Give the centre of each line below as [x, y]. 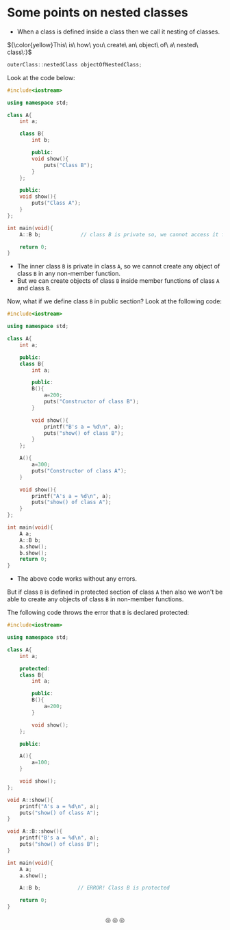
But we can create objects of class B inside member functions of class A [118, 281]
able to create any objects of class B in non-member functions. [95, 599]
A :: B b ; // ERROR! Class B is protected [94, 888]
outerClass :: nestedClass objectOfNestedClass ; [75, 64]
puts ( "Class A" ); [56, 203]
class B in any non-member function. [69, 274]
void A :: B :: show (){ [35, 831]
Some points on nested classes [98, 13]
